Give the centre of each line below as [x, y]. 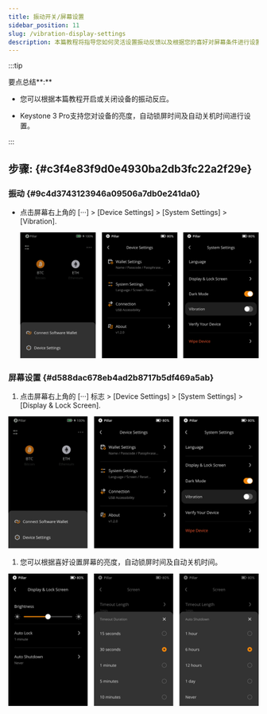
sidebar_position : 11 [44, 25]
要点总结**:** [31, 82]
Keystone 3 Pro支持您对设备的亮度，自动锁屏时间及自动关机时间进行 [132, 116]
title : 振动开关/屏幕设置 [46, 17]
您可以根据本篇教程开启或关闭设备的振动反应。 [96, 99]
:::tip [15, 66]
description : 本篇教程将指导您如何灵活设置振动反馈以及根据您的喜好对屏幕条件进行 [129, 42]
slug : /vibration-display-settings [67, 33]
